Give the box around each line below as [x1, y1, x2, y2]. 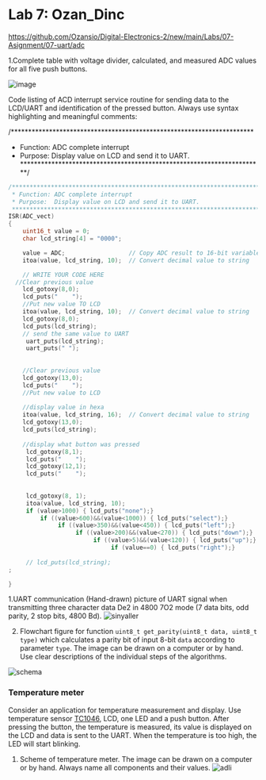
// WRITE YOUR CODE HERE [22, 271, 104, 279]
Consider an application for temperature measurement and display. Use [8, 705, 241, 715]
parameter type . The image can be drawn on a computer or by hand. [19, 644, 244, 653]
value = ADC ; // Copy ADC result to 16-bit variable [22, 248, 260, 257]
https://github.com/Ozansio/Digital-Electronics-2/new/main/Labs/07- [8, 32, 234, 41]
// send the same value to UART [22, 329, 129, 338]
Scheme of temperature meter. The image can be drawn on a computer [19, 754, 253, 763]
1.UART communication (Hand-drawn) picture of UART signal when [8, 594, 228, 604]
